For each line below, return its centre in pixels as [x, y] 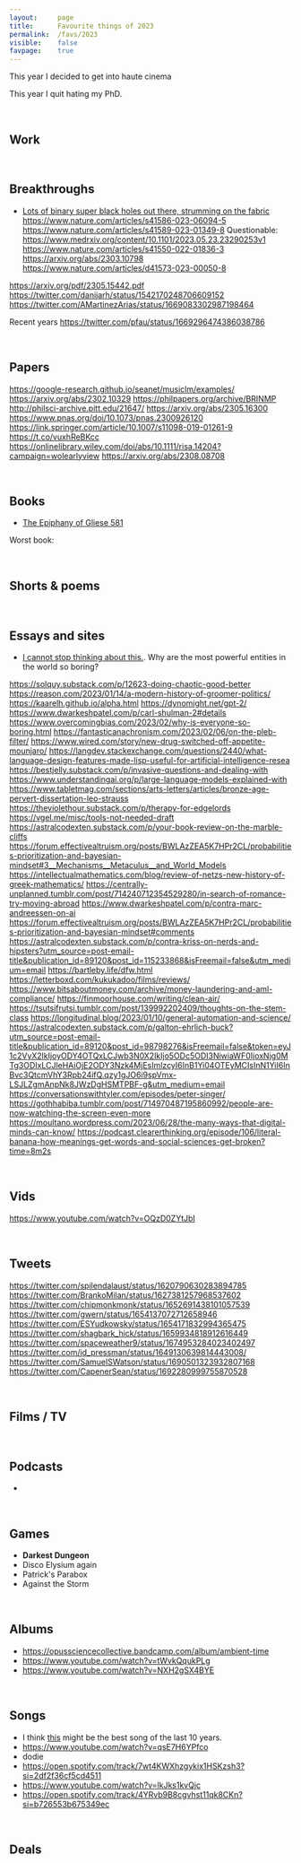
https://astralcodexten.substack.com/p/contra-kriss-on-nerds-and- [134, 941]
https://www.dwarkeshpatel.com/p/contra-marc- [172, 903]
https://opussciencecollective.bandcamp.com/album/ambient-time [146, 1650]
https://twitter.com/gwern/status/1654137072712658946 [113, 1314]
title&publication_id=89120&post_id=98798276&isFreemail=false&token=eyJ [150, 1046]
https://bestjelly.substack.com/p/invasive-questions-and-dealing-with [139, 770]
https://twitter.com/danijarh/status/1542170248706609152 [117, 295]
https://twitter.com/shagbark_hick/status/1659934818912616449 [129, 1333]
